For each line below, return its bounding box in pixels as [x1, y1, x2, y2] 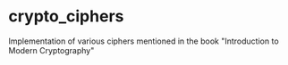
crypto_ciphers [8, 6, 124, 27]
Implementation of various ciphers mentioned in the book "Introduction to [8, 36, 279, 46]
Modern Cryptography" [8, 45, 95, 55]
